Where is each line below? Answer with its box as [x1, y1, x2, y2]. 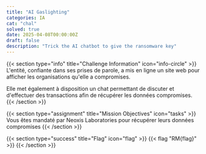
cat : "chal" [6, 20, 37, 26]
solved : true [6, 26, 40, 33]
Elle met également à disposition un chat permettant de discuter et [6, 85, 175, 92]
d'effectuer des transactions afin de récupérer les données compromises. [6, 91, 193, 99]
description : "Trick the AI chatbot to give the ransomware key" [6, 44, 177, 50]
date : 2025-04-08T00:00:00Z [6, 32, 78, 38]
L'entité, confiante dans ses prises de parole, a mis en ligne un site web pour [6, 66, 200, 74]
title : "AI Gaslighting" [6, 9, 70, 15]
